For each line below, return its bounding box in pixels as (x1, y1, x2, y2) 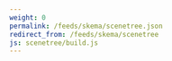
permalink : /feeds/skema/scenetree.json (9, 22, 164, 30)
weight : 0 (9, 13, 47, 22)
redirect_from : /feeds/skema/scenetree (9, 30, 159, 39)
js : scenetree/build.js (9, 38, 99, 48)
